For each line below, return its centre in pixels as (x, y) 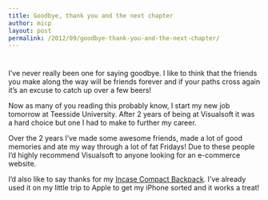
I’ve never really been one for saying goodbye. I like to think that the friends (133, 74)
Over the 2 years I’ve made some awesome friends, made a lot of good (125, 138)
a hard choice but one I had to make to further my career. (103, 123)
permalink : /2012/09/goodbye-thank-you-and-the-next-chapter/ (114, 38)
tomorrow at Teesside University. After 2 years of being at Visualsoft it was (132, 114)
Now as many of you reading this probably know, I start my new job (119, 106)
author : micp (30, 23)
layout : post (30, 30)
